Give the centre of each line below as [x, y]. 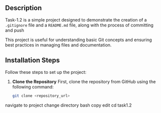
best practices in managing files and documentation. [58, 45]
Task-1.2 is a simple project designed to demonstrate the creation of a [76, 20]
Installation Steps [32, 60]
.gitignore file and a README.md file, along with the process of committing [79, 25]
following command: [33, 87]
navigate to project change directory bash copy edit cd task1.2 [68, 105]
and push [15, 30]
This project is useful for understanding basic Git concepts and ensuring [79, 40]
